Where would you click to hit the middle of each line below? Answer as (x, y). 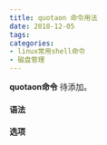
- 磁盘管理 (27, 60)
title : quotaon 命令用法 (53, 18)
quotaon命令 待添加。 (51, 87)
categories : (32, 43)
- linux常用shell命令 (48, 52)
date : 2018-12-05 (42, 26)
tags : (19, 34)
